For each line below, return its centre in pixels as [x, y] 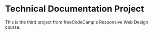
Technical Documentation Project [75, 9]
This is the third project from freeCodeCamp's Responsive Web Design [77, 22]
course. [13, 27]
